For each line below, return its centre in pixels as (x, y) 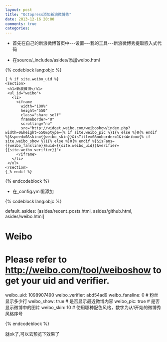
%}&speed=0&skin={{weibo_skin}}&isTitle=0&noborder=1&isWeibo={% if (78, 137)
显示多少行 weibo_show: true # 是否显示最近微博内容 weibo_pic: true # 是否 (83, 301)
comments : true (21, 24)
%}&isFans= (103, 141)
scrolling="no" (36, 124)
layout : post (19, 10)
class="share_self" (41, 115)
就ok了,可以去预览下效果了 (32, 334)
